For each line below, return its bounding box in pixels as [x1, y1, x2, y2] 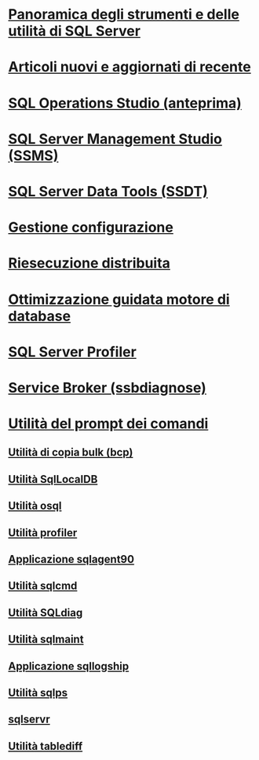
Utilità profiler [8, 526, 78, 539]
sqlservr [8, 713, 50, 726]
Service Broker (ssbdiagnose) [8, 378, 206, 396]
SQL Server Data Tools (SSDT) [8, 182, 208, 200]
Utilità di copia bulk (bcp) [8, 446, 133, 459]
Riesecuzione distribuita [8, 254, 171, 272]
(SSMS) [8, 147, 59, 164]
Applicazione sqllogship [8, 660, 129, 673]
